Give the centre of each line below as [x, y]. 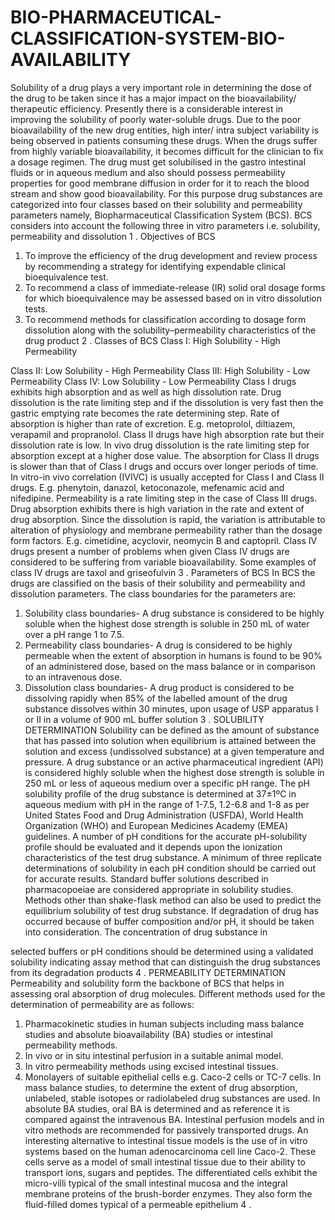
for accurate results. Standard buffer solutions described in [146, 878]
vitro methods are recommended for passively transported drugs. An [166, 1130]
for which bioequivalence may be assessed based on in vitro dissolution [173, 298]
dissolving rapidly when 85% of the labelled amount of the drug [156, 698]
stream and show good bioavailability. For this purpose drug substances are [166, 193]
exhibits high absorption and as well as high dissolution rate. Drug [146, 392]
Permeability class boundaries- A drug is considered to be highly [158, 645]
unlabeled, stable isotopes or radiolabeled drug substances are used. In [172, 1098]
